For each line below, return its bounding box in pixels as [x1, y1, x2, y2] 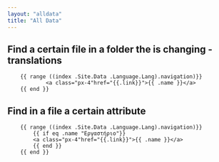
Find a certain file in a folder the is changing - [7, 43, 213, 55]
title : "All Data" [7, 17, 62, 24]
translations [7, 54, 62, 66]
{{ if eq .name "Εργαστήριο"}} [33, 130, 126, 137]
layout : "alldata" [7, 10, 62, 18]
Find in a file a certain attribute [7, 104, 146, 117]
